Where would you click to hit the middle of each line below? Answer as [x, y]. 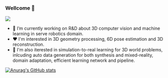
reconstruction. [28, 44]
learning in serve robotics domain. [48, 34]
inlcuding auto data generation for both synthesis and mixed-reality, [83, 55]
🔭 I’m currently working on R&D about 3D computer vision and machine [86, 28]
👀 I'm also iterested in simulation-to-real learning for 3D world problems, [88, 50]
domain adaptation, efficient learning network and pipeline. [74, 60]
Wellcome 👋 [20, 8]
